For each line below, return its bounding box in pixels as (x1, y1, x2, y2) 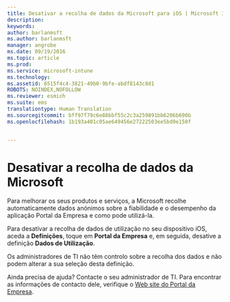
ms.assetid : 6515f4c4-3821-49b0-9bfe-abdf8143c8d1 (7, 80, 155, 87)
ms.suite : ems (7, 99, 48, 106)
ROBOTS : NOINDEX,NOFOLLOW (7, 86, 81, 93)
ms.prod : (7, 61, 32, 68)
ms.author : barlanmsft (7, 36, 72, 42)
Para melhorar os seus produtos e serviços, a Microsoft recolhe (7, 197, 187, 205)
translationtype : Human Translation (7, 105, 112, 112)
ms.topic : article (7, 55, 60, 62)
